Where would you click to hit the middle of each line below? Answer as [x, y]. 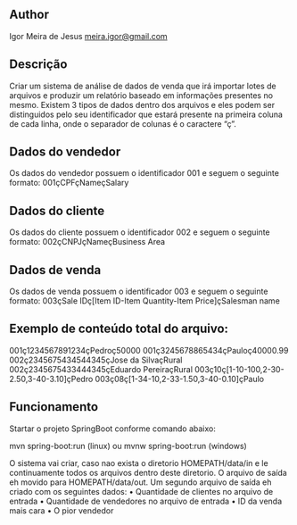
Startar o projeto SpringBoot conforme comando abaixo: [112, 429]
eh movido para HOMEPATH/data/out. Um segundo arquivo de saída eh [140, 482]
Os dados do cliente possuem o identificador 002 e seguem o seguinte [140, 232]
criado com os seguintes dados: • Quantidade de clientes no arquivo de [141, 491]
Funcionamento [54, 407]
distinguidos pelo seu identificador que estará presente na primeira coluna [146, 114]
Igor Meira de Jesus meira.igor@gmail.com [88, 36]
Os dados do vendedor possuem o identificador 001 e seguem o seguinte [144, 173]
